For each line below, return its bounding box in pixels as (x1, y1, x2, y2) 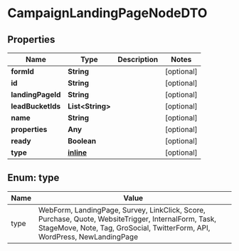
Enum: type (7, 172, 60, 184)
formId (11, 66, 34, 76)
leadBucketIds (11, 101, 61, 111)
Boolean (67, 136, 97, 145)
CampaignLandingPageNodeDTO (7, 5, 208, 21)
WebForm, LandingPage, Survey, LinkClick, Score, (38, 205, 206, 215)
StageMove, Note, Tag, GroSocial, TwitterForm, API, (38, 222, 211, 232)
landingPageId (11, 90, 61, 99)
